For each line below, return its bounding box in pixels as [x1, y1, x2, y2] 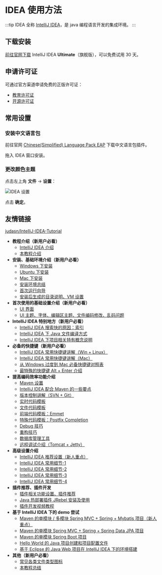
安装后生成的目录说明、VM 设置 [19, 294, 84, 300]
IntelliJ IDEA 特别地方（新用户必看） [12, 318, 86, 324]
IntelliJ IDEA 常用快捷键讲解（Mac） [19, 355, 93, 361]
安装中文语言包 [5, 130, 41, 136]
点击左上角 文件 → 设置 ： [5, 178, 56, 184]
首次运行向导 [19, 288, 46, 294]
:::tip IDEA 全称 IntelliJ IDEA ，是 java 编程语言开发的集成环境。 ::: [5, 22, 136, 28]
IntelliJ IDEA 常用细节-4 [19, 478, 67, 484]
